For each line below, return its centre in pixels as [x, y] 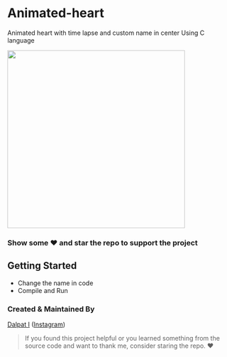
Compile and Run [43, 290]
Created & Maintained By [51, 309]
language [21, 40]
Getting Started [42, 266]
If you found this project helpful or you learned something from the [122, 338]
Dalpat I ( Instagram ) [37, 324]
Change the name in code [55, 283]
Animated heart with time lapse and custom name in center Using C [106, 33]
